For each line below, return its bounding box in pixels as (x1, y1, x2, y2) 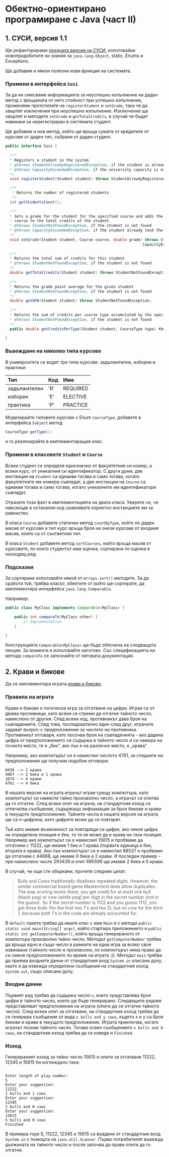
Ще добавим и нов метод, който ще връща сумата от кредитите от (5, 128, 149, 134)
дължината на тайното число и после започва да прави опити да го (5, 1142, 151, 1148)
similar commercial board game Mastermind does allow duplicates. (17, 883, 157, 889)
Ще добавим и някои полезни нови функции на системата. (5, 68, 132, 74)
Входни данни (5, 981, 42, 988)
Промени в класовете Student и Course (5, 451, 103, 458)
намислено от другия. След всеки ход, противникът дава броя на (5, 716, 147, 722)
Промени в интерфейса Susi (5, 80, 78, 87)
